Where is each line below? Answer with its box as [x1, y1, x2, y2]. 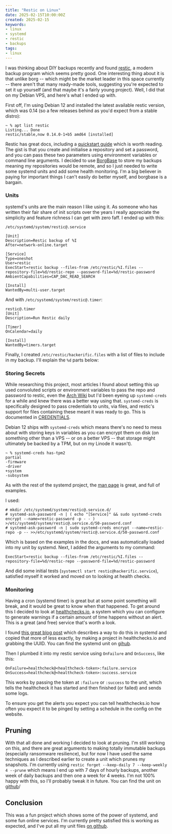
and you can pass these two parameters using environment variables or [5, 152, 158, 158]
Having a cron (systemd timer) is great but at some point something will [5, 597, 157, 604]
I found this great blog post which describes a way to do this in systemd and [5, 629, 167, 636]
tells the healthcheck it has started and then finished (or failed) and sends [5, 685, 162, 691]
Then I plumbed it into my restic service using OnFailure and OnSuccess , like [5, 650, 165, 657]
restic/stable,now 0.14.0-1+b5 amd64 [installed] [5, 132, 114, 137]
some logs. [5, 690, 29, 697]
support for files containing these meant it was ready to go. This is [5, 409, 146, 415]
